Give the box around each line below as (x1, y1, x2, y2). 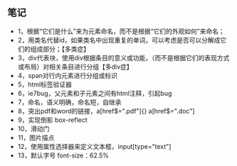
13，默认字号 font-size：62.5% (17, 151, 109, 160)
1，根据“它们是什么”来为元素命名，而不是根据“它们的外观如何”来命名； (17, 27, 226, 35)
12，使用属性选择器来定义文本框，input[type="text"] (17, 142, 172, 150)
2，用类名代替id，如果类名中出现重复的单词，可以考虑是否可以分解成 (17, 35, 221, 44)
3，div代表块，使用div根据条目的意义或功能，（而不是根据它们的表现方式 (17, 53, 230, 62)
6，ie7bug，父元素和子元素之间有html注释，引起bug (17, 89, 172, 97)
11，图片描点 (17, 133, 55, 142)
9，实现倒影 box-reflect (17, 116, 88, 124)
